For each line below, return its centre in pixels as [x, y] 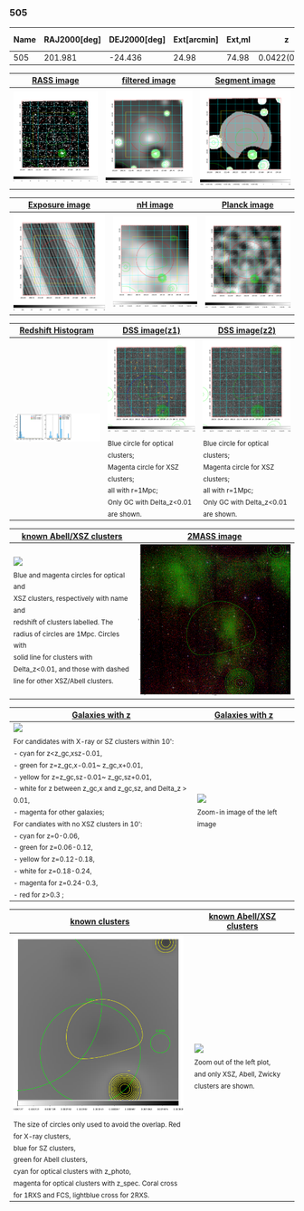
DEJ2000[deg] [137, 40]
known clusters [100, 921]
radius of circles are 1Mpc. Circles [66, 634]
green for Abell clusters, [50, 1160]
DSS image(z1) [152, 330]
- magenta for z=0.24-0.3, [56, 883]
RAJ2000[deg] [72, 40]
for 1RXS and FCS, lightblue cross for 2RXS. [81, 1195]
